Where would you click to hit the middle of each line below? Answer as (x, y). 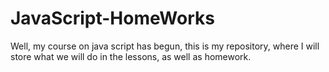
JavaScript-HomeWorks (112, 18)
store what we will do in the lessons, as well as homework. (131, 56)
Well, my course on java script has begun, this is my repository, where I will (165, 46)
